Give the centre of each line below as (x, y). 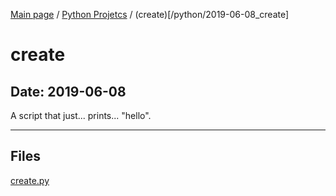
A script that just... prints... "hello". (81, 115)
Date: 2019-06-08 (68, 91)
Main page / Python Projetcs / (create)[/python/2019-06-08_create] (150, 14)
